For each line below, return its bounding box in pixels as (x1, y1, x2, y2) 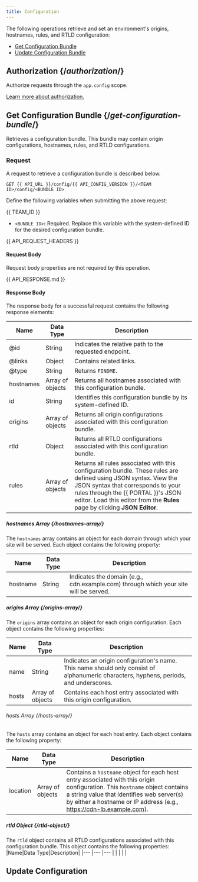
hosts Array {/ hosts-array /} (6, 712, 72, 719)
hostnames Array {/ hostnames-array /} (6, 520, 104, 527)
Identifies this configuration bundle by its (74, 393, 187, 401)
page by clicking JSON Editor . (74, 503, 158, 512)
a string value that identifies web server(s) (66, 790, 184, 799)
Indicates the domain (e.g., (70, 572, 143, 580)
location (9, 787, 31, 795)
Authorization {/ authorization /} (6, 66, 124, 76)
